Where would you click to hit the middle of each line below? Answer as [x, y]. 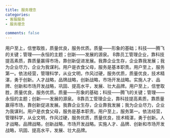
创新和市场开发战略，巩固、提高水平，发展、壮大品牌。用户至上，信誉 [87, 86]
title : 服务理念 [21, 10]
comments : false [22, 33]
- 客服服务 [15, 19]
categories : [18, 15]
